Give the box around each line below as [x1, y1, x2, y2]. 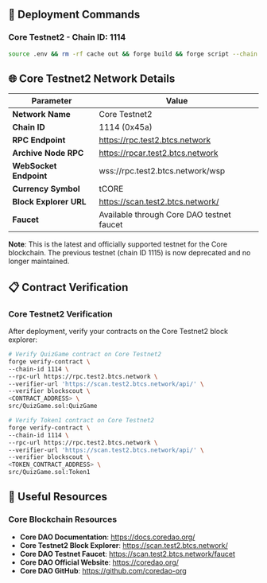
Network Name [12, 109, 72, 120]
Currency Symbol [12, 184, 81, 195]
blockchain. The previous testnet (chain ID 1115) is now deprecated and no [8, 248, 251, 258]
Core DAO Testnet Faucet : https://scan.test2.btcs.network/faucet [19, 549, 236, 558]
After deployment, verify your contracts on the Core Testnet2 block [8, 327, 229, 336]
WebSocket [12, 161, 57, 172]
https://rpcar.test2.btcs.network [99, 148, 219, 159]
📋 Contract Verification [8, 280, 129, 294]
